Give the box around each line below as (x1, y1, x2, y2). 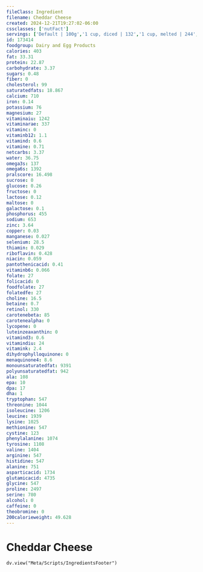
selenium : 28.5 (6, 239, 45, 245)
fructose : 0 (6, 188, 36, 194)
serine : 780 (6, 492, 36, 498)
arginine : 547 (6, 452, 42, 458)
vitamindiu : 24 (6, 340, 45, 346)
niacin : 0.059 (6, 256, 42, 262)
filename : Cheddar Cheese (6, 14, 71, 21)
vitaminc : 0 (6, 127, 36, 133)
